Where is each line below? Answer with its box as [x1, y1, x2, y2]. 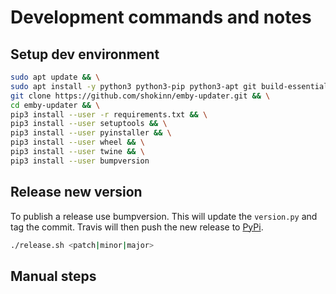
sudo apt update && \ [10, 72, 101, 82]
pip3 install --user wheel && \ [10, 137, 145, 148]
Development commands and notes [10, 6, 312, 29]
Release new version [10, 184, 143, 201]
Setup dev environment [10, 46, 160, 63]
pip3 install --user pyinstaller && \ [10, 128, 172, 138]
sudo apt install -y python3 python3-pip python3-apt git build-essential [10, 81, 329, 91]
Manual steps [10, 267, 97, 285]
